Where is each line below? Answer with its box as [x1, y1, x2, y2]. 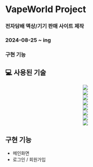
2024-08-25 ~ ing [5, 37, 51, 44]
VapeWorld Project [5, 4, 86, 15]
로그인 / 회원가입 [12, 156, 46, 162]
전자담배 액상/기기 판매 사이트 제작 [5, 23, 84, 30]
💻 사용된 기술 [5, 69, 47, 77]
